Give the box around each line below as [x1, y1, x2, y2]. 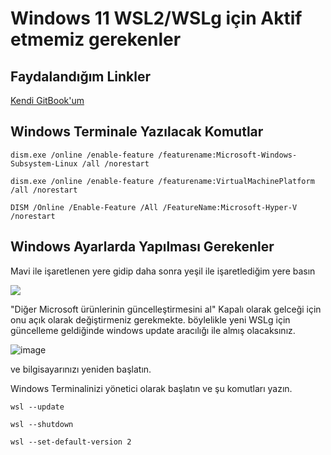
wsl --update [10, 402, 65, 412]
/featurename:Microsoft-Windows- [158, 150, 298, 160]
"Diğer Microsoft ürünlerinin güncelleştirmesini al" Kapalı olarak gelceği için [10, 303, 322, 315]
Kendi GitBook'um [10, 95, 85, 106]
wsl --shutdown [10, 419, 74, 429]
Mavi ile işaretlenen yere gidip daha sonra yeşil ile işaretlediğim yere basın [10, 265, 316, 277]
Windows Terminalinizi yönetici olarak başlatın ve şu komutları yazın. [10, 382, 293, 394]
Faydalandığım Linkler [10, 68, 152, 85]
